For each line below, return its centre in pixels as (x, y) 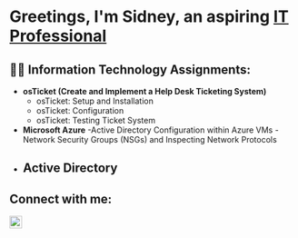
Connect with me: (61, 198)
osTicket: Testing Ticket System (96, 120)
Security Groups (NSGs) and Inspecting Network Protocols (167, 139)
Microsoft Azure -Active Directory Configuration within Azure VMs (148, 130)
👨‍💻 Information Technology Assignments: (130, 69)
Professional (58, 36)
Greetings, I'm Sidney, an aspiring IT (149, 17)
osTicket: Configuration (80, 110)
